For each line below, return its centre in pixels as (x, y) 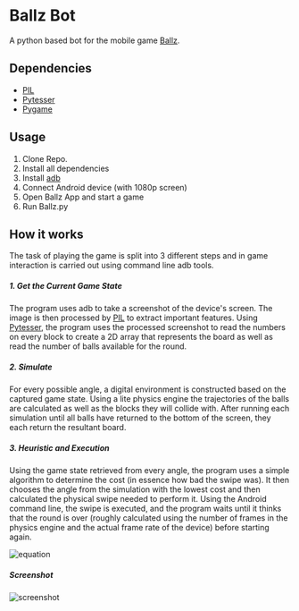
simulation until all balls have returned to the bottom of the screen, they (140, 418)
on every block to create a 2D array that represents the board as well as (141, 337)
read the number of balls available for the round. (98, 346)
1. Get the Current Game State (66, 285)
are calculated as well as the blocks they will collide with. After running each (149, 409)
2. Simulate (31, 367)
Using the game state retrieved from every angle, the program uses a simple (149, 471)
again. (21, 537)
